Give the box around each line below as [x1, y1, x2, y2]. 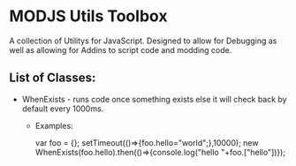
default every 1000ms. [21, 103, 104, 114]
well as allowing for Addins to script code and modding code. [9, 44, 232, 55]
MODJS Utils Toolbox [9, 6, 168, 26]
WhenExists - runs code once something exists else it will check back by [21, 94, 287, 104]
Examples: [34, 120, 73, 131]
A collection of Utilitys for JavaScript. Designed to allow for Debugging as [9, 35, 277, 46]
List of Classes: [9, 71, 96, 86]
